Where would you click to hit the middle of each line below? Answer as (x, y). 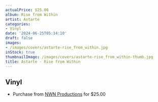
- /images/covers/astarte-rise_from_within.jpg (57, 47)
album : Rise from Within (31, 15)
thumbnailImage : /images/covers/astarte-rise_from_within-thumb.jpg (79, 57)
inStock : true (20, 52)
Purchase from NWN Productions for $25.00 (59, 94)
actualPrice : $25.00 (27, 10)
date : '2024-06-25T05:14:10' (36, 33)
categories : (18, 24)
